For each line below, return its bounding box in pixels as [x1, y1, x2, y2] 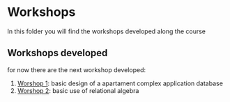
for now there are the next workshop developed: [7, 65, 146, 74]
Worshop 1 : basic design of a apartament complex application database [17, 79, 223, 87]
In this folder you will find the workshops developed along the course [7, 27, 206, 35]
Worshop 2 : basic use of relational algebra [17, 86, 139, 94]
